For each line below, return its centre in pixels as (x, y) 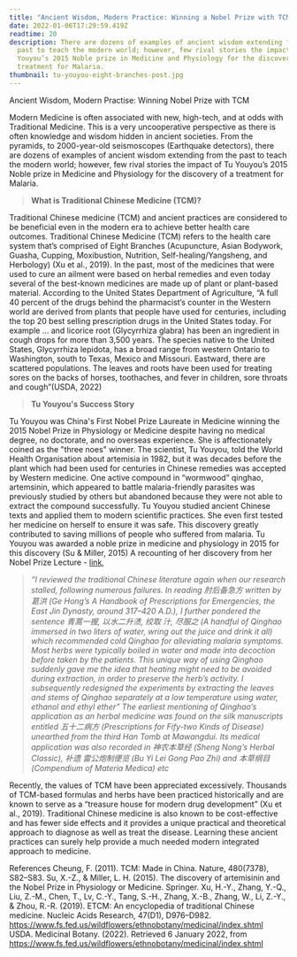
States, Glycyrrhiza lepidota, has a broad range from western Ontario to (139, 349)
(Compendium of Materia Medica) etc (100, 768)
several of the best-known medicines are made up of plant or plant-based (144, 283)
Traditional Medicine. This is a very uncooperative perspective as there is (143, 127)
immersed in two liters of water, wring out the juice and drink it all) (152, 631)
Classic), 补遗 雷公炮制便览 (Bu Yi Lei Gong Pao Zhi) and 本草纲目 (150, 758)
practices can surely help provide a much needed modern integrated (134, 841)
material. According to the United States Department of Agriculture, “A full (144, 292)
